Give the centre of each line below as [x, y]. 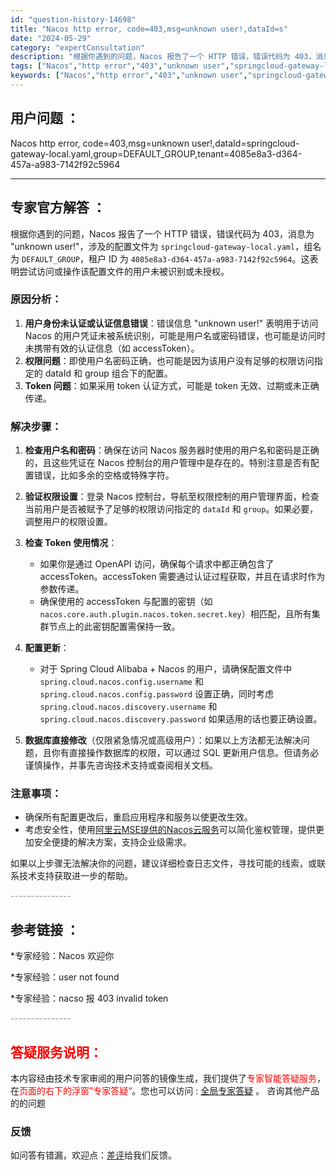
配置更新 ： [47, 648]
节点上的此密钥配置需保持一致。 [114, 627]
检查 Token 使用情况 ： [71, 543]
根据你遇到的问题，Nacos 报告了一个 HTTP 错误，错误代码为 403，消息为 [162, 233]
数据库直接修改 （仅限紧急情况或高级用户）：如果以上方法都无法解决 [163, 740]
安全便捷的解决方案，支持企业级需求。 [112, 842]
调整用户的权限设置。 [68, 522]
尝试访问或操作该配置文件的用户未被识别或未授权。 [124, 271]
